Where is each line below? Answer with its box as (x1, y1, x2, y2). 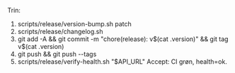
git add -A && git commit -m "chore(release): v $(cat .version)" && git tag (17, 35, 229, 43)
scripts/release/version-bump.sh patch (17, 20, 132, 28)
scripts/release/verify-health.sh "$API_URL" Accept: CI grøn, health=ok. (17, 57, 228, 66)
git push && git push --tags (17, 50, 97, 58)
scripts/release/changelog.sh (17, 28, 104, 35)
